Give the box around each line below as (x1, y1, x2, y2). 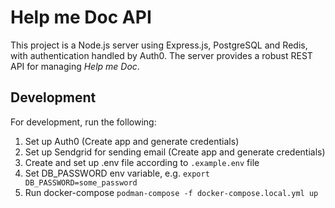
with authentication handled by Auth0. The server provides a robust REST (10, 49, 313, 61)
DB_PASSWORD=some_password (24, 177, 138, 188)
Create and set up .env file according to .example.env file (24, 156, 260, 168)
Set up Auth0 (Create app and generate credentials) (24, 135, 240, 147)
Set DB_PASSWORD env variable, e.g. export (24, 167, 210, 179)
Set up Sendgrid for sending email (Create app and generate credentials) (24, 146, 326, 158)
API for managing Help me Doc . (10, 60, 140, 72)
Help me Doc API (10, 6, 152, 29)
